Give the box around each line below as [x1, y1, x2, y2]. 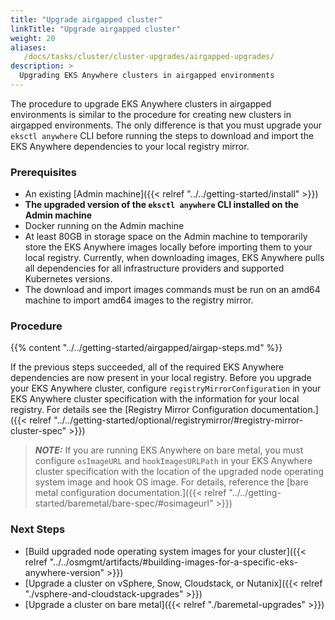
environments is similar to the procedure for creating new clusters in [10, 108, 292, 120]
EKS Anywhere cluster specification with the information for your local [10, 393, 300, 405]
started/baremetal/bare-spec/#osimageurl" [34, 497, 214, 510]
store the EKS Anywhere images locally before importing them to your [24, 241, 313, 253]
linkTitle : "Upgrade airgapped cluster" [10, 24, 182, 34]
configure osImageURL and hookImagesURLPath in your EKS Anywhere [34, 455, 313, 467]
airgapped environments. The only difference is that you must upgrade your [10, 119, 323, 131]
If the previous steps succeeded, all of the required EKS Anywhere [10, 361, 285, 373]
